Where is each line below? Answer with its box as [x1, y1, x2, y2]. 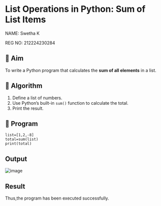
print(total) [5, 141, 32, 146]
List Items [5, 14, 46, 25]
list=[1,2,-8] [5, 132, 34, 138]
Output [5, 155, 27, 163]
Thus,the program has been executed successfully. [5, 195, 109, 201]
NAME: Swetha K [5, 30, 40, 36]
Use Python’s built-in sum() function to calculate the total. [12, 100, 129, 106]
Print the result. [12, 105, 44, 111]
